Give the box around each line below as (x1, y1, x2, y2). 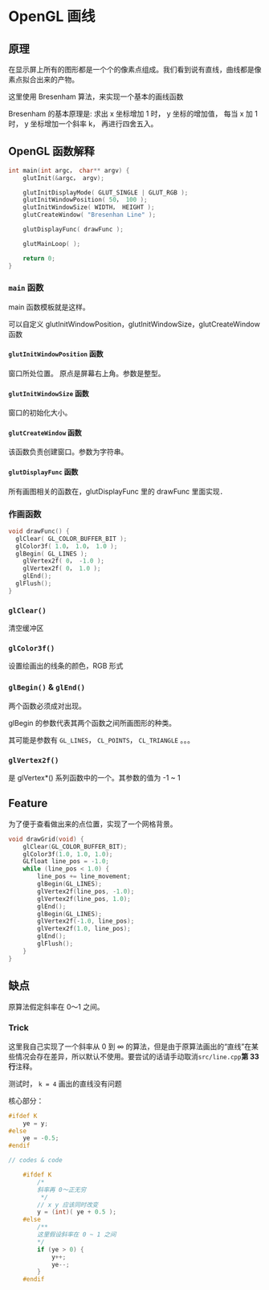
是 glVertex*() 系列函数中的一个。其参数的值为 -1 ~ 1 (8, 773, 181, 783)
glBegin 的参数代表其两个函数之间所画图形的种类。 (8, 718, 177, 727)
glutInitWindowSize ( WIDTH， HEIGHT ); (22, 203, 155, 211)
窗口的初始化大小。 (8, 407, 72, 418)
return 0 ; (22, 254, 56, 262)
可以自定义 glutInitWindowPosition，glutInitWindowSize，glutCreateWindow (8, 319, 261, 329)
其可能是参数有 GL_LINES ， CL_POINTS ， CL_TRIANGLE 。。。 (8, 735, 195, 744)
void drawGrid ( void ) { (8, 835, 84, 843)
